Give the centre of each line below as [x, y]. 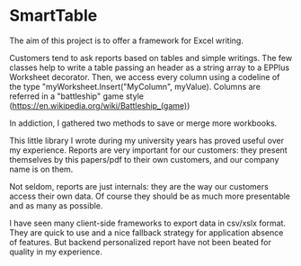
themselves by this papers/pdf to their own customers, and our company [144, 159]
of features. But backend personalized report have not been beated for [140, 242]
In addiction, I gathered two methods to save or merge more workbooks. [143, 123]
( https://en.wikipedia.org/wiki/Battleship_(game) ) [100, 105]
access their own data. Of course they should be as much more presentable [150, 196]
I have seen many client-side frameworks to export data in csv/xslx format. [147, 223]
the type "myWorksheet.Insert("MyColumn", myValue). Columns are [135, 86]
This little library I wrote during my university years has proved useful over [147, 140]
